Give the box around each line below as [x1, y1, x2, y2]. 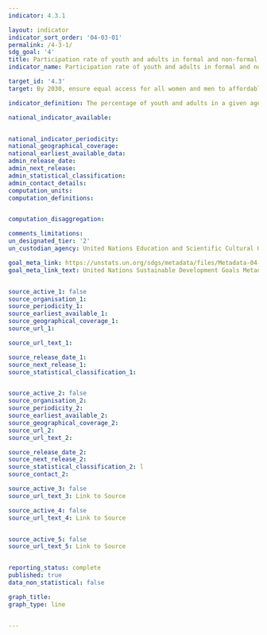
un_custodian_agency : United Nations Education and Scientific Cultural [8, 244, 254, 252]
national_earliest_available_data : [8, 150, 126, 158]
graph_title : [8, 593, 52, 601]
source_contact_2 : [8, 470, 69, 478]
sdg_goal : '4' [8, 49, 56, 56]
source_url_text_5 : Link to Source [8, 543, 126, 551]
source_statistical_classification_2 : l [8, 463, 145, 471]
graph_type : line [8, 600, 66, 609]
